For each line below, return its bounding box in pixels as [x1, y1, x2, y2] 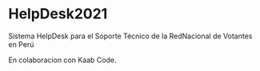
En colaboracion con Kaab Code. [8, 55, 117, 65]
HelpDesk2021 [8, 5, 108, 23]
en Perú [8, 39, 34, 49]
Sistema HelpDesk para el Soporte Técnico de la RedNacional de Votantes [8, 31, 253, 41]
